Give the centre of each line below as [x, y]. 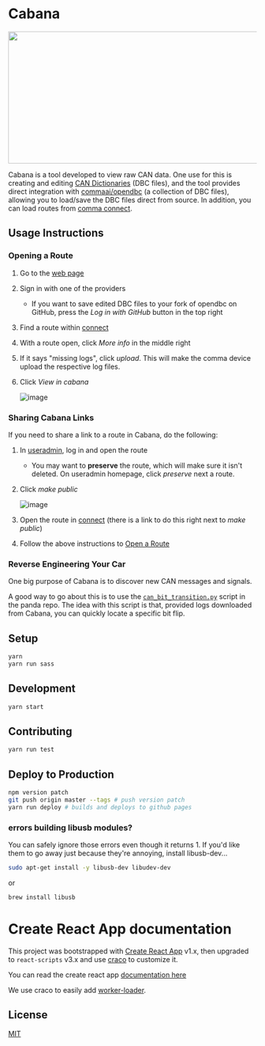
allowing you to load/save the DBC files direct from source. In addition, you [130, 199]
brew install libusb [42, 897]
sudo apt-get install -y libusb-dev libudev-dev [90, 867]
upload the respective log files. [70, 366]
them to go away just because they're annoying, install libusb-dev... [118, 853]
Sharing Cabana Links [51, 418]
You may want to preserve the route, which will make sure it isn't [137, 465]
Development [42, 689]
